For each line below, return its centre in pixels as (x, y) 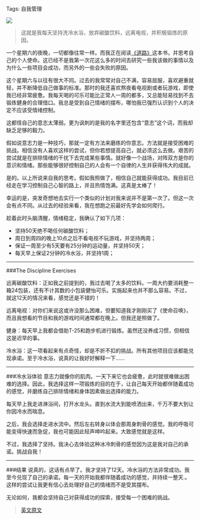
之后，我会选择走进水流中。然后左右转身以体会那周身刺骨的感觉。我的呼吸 (97, 424)
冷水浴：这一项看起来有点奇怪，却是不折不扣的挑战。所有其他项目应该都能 (97, 351)
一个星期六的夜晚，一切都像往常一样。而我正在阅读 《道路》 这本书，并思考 (97, 53)
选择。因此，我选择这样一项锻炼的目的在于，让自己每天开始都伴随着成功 (105, 384)
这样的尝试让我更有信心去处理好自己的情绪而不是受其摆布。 (79, 485)
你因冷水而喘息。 (27, 411)
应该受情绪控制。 (37, 110)
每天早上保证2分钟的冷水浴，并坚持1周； (65, 253)
